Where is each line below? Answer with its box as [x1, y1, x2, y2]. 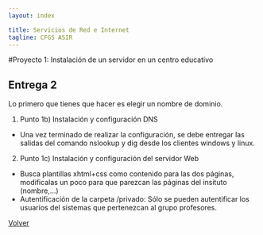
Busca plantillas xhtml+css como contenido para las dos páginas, [19, 169, 234, 179]
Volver [8, 218, 29, 228]
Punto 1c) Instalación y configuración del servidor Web [19, 154, 199, 164]
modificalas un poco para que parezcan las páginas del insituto [19, 178, 228, 187]
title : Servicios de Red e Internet [8, 25, 130, 34]
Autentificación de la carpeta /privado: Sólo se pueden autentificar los [19, 195, 250, 204]
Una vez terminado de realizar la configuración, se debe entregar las [19, 130, 245, 140]
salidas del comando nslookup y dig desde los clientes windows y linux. [19, 138, 256, 148]
